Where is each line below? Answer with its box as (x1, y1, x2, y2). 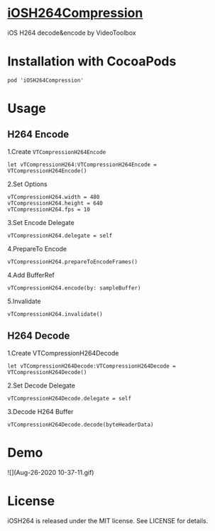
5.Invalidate (7, 297, 41, 305)
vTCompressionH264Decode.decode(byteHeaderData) (7, 421, 154, 428)
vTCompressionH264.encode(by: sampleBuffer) (7, 284, 141, 292)
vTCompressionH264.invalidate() (7, 310, 103, 317)
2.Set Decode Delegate (7, 381, 76, 390)
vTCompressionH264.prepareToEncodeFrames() (7, 258, 138, 265)
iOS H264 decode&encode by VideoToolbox (7, 28, 136, 37)
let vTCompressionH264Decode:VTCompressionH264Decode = (7, 362, 176, 370)
